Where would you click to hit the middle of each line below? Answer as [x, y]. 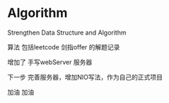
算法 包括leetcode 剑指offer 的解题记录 [64, 47]
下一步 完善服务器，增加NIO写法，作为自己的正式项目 [85, 77]
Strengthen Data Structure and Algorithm [67, 32]
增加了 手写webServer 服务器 [50, 62]
